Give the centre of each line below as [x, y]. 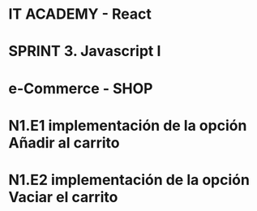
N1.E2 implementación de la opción [129, 180]
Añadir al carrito [64, 142]
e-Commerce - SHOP [81, 88]
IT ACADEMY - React [80, 14]
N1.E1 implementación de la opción [128, 125]
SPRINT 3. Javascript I [85, 52]
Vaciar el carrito [63, 197]
